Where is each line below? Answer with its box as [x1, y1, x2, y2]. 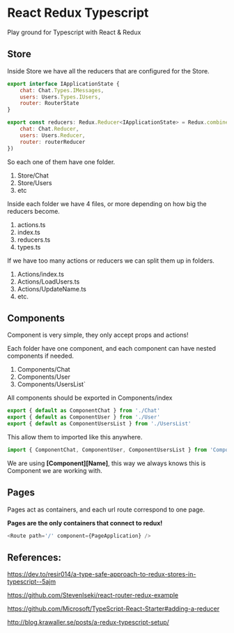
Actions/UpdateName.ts [17, 284, 87, 293]
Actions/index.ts [17, 270, 65, 278]
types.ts [17, 242, 41, 251]
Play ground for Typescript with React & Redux [7, 28, 141, 36]
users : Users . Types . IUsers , [19, 93, 101, 101]
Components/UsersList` [17, 380, 86, 388]
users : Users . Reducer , [19, 131, 86, 139]
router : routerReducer [19, 138, 86, 145]
